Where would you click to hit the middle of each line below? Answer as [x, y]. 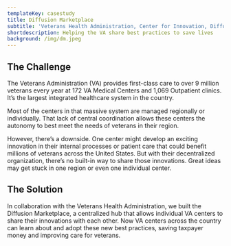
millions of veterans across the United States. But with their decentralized [111, 153]
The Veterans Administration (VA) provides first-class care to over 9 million [113, 83]
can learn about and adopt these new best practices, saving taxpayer [106, 227]
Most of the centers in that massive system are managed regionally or [106, 111]
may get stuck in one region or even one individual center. [89, 168]
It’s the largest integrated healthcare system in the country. [90, 97]
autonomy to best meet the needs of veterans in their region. [93, 125]
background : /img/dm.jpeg [44, 39]
